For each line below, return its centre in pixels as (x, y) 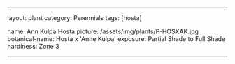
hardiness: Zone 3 (33, 46)
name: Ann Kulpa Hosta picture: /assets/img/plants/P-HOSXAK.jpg (103, 31)
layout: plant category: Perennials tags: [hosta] (74, 18)
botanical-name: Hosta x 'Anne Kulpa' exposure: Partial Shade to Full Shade (116, 39)
